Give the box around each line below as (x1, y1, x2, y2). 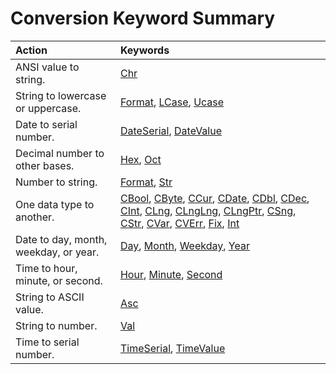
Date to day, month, (15, 232, 108, 246)
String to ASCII (15, 290, 85, 304)
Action (15, 43, 48, 57)
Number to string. (15, 175, 98, 189)
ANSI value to (15, 60, 80, 74)
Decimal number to (15, 146, 105, 160)
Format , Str (119, 175, 173, 189)
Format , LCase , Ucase (119, 95, 225, 109)
